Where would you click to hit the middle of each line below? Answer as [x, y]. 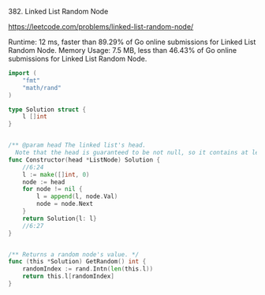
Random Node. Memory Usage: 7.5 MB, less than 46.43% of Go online [123, 50]
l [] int [35, 117]
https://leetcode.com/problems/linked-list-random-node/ [101, 26]
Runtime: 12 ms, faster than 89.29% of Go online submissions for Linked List [132, 42]
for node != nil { [52, 189]
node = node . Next [65, 204]
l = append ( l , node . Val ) [77, 196]
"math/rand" [42, 88]
